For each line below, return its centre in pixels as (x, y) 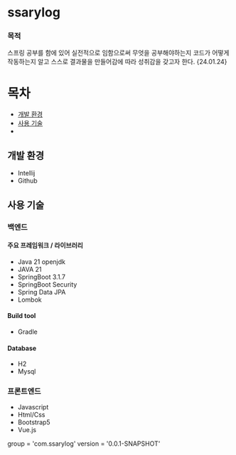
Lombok (30, 300)
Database (22, 348)
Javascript (33, 407)
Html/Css (31, 415)
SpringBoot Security (47, 284)
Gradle (27, 332)
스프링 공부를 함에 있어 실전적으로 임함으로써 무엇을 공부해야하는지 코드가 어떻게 (118, 53)
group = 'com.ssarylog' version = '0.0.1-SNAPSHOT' (84, 444)
